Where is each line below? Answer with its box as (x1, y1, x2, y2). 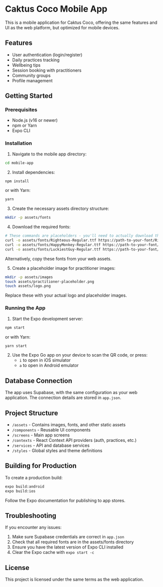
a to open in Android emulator (19, 362, 79, 368)
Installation (5, 140, 33, 147)
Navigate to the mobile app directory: (12, 151, 87, 157)
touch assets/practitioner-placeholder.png (5, 279, 95, 284)
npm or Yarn (12, 123, 37, 129)
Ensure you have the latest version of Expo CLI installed (12, 544, 124, 550)
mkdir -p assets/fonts (5, 215, 51, 220)
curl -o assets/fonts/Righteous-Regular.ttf (5, 238, 97, 243)
